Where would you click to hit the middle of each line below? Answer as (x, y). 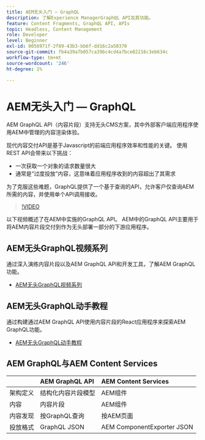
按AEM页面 (117, 415)
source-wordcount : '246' (38, 63)
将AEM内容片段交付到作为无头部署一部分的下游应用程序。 (79, 227)
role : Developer (27, 35)
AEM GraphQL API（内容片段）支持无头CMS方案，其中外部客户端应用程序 (100, 125)
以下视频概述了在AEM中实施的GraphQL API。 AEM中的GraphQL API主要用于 (102, 219)
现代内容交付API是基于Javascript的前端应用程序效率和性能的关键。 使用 (97, 145)
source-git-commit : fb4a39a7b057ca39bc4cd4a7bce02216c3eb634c (87, 52)
